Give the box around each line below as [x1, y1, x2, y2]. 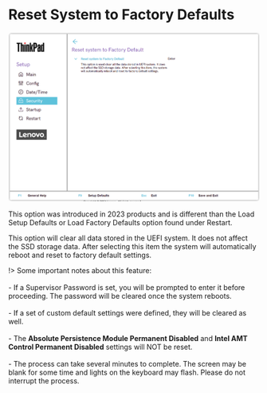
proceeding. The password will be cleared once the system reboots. [8, 291, 233, 300]
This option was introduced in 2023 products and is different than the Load [8, 209, 255, 219]
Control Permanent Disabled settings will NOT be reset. [8, 342, 193, 351]
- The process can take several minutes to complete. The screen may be [8, 359, 247, 368]
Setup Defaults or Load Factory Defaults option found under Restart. [8, 217, 233, 227]
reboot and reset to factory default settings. [8, 250, 152, 260]
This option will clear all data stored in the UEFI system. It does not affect [8, 233, 249, 243]
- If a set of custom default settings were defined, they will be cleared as [8, 308, 247, 317]
